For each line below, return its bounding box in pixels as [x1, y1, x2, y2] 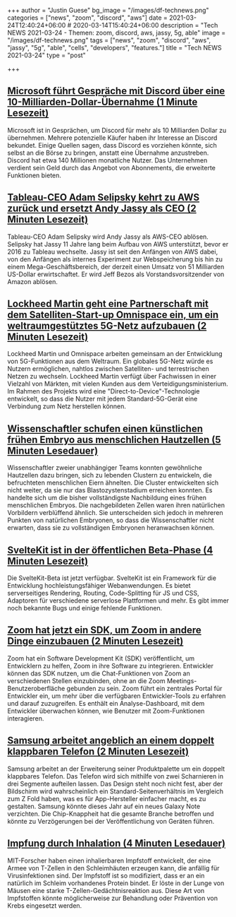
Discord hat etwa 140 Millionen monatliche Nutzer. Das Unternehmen [7, 155, 208, 165]
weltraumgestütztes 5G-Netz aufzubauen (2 [7, 320, 207, 332]
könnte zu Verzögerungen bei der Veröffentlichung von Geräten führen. [7, 817, 215, 825]
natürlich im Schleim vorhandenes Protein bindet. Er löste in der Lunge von [7, 879, 225, 887]
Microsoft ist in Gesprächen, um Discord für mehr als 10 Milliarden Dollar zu [7, 126, 227, 134]
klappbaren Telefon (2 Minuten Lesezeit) [7, 745, 189, 758]
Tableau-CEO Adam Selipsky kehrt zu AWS [7, 191, 200, 203]
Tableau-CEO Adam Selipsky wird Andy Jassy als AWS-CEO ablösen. [7, 232, 209, 241]
